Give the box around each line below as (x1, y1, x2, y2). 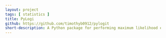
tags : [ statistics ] (5, 12, 50, 17)
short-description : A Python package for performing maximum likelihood (5, 26, 158, 31)
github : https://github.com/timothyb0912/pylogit (5, 21, 110, 26)
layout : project (5, 7, 39, 12)
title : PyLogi (5, 16, 35, 21)
